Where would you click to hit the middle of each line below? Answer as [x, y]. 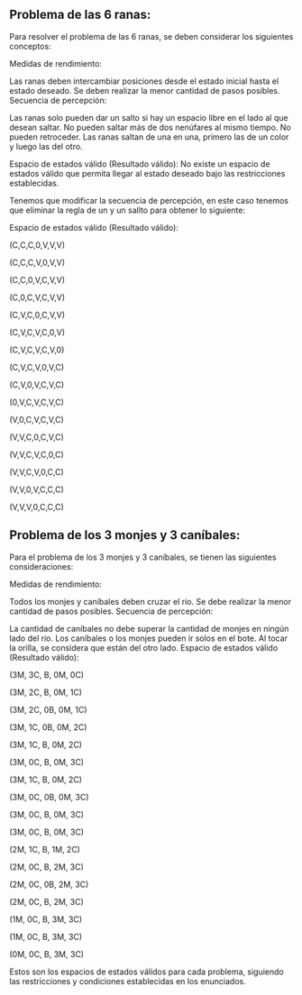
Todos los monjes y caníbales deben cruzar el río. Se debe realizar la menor [150, 601]
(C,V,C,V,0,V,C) [37, 367]
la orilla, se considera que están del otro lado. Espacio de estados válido [144, 647]
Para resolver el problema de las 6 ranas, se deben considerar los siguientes [151, 36]
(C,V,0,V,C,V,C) [37, 384]
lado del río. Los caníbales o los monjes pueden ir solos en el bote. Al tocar [149, 638]
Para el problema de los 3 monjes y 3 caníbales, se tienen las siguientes [143, 557]
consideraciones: [41, 566]
